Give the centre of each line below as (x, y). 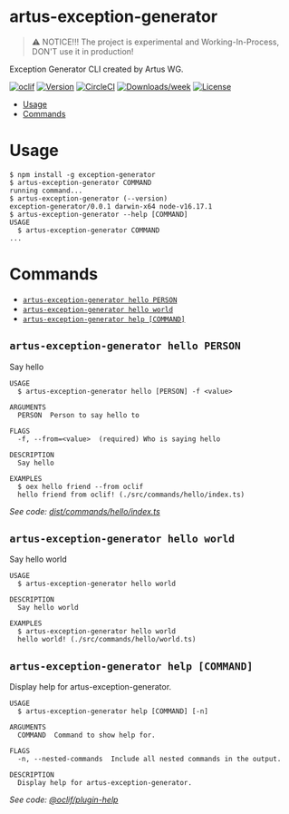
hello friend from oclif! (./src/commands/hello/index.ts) (131, 495)
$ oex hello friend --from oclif (81, 486)
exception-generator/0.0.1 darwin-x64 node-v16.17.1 (111, 206)
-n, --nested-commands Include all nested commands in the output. (149, 760)
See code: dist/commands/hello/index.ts (85, 511)
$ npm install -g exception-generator (82, 174)
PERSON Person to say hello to (79, 415)
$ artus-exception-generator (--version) (89, 198)
